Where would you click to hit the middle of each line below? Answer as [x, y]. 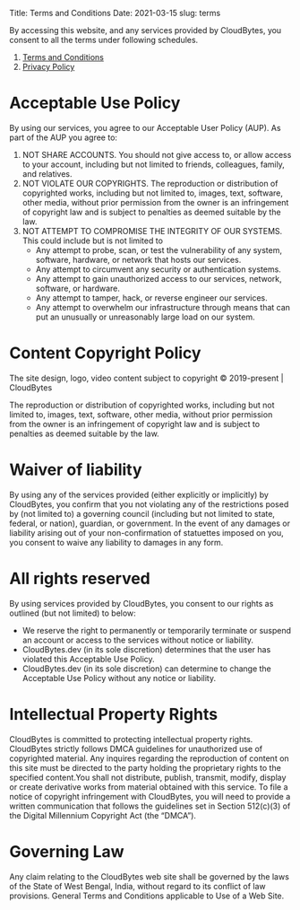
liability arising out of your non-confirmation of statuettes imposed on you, [146, 532]
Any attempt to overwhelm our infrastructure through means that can [163, 307]
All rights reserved [80, 579]
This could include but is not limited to [93, 241]
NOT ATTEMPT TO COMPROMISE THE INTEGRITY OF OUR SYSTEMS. [152, 231]
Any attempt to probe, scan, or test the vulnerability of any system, [159, 249]
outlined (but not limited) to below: [73, 613]
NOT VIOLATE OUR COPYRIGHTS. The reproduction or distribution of [150, 183]
